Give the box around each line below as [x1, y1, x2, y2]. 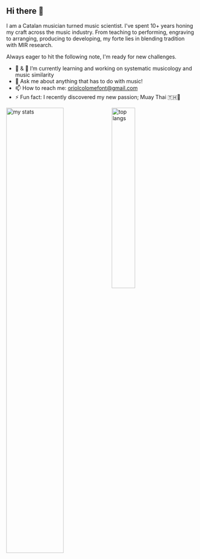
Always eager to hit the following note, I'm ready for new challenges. [6, 53, 177, 60]
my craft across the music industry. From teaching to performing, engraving [6, 28, 195, 36]
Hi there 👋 [6, 6, 44, 16]
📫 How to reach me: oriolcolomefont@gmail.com [14, 84, 138, 91]
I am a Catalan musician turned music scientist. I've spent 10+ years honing [6, 22, 193, 29]
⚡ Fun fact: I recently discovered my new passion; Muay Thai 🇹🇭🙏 [14, 93, 181, 100]
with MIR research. [6, 41, 53, 48]
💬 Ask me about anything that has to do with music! [14, 77, 143, 85]
